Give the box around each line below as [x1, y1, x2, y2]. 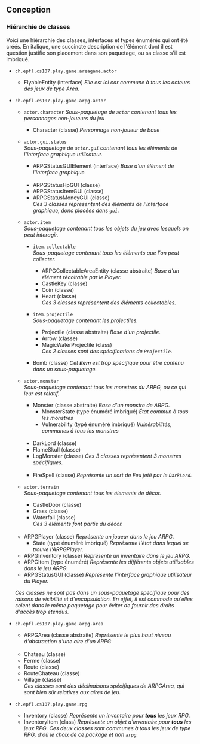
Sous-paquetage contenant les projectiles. [32, 317, 139, 324]
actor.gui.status [23, 139, 67, 145]
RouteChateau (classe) [23, 669, 80, 676]
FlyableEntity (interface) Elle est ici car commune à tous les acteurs [23, 78, 190, 86]
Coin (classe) [41, 286, 75, 293]
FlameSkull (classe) [32, 446, 81, 453]
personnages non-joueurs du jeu [23, 114, 105, 122]
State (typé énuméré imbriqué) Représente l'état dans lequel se [32, 539, 189, 546]
